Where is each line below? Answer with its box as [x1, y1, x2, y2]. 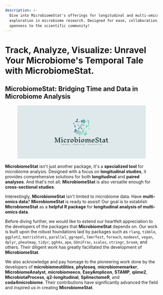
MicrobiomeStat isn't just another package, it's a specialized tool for [5, 163, 144, 169]
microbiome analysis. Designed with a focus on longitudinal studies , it [5, 168, 147, 174]
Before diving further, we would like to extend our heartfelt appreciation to [5, 218, 153, 224]
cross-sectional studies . [5, 184, 55, 190]
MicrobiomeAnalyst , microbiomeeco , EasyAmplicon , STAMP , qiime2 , [5, 269, 147, 275]
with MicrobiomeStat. [5, 66, 95, 76]
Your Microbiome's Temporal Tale [5, 55, 144, 66]
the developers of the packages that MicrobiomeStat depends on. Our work [5, 224, 158, 229]
